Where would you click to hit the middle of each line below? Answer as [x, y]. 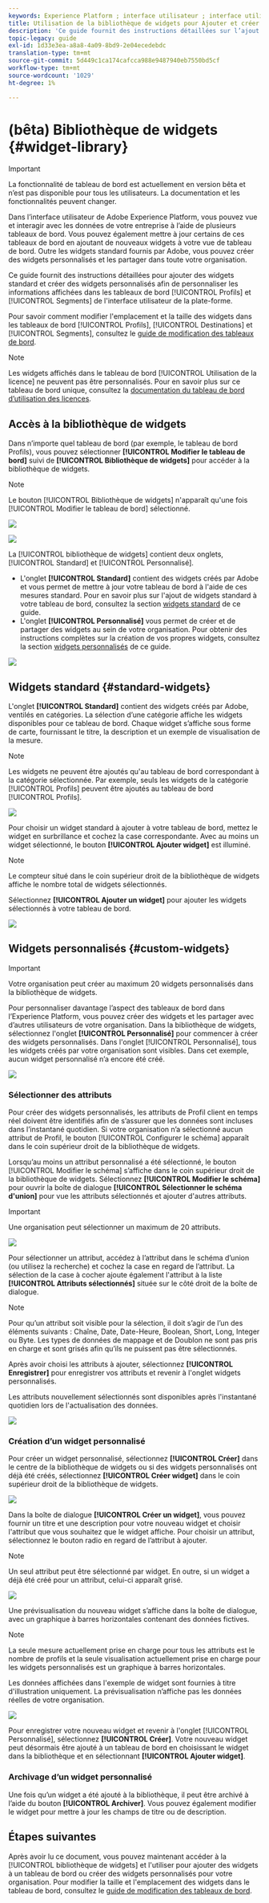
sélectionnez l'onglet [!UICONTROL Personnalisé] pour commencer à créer [133, 1033]
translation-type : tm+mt [50, 53]
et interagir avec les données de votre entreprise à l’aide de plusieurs [122, 226]
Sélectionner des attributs [60, 1094]
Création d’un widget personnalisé [77, 1441]
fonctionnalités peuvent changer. [63, 202]
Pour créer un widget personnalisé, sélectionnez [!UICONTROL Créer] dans [133, 1459]
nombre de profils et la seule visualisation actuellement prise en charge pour [134, 1659]
